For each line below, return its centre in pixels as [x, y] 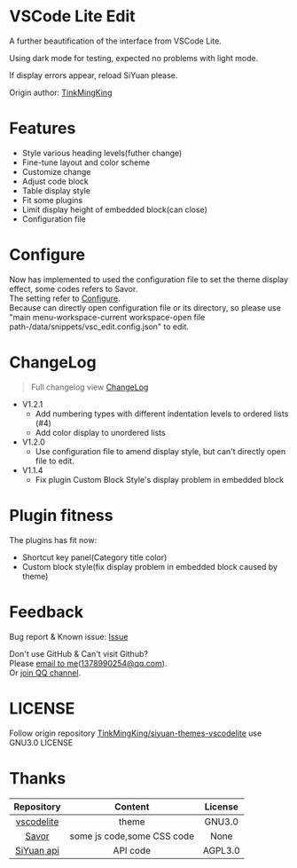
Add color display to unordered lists [100, 432]
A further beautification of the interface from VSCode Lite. [115, 41]
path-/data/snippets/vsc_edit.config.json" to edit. [99, 327]
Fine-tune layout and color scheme [86, 162]
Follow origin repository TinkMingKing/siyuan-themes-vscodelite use [136, 733]
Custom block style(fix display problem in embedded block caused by [149, 566]
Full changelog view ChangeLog [90, 387]
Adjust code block [55, 181]
